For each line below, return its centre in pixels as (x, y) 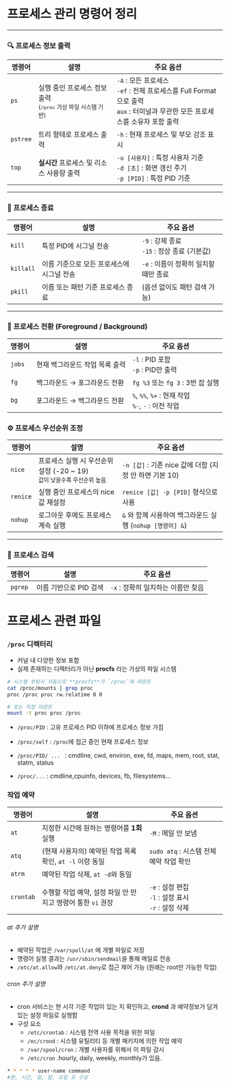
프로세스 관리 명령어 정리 (72, 14)
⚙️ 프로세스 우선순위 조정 (45, 428)
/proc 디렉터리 (30, 644)
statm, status (35, 763)
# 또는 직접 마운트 (30, 707)
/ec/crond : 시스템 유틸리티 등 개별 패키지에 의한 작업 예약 (105, 1040)
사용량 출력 (64, 174)
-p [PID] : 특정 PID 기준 (153, 178)
